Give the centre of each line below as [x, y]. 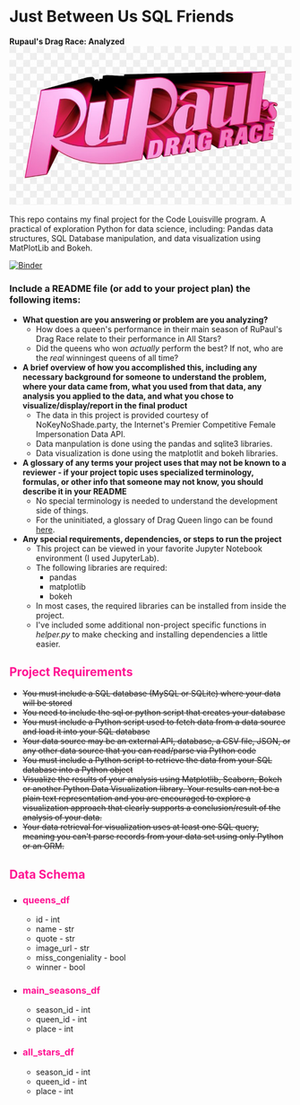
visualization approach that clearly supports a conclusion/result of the [151, 808]
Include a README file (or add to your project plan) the [130, 289]
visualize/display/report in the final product [105, 405]
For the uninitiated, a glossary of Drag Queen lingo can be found [154, 520]
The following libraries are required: [101, 567]
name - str [55, 929]
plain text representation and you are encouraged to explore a [136, 798]
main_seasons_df [61, 991]
